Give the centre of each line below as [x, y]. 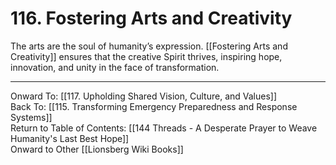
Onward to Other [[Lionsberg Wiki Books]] [97, 149]
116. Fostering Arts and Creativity [151, 18]
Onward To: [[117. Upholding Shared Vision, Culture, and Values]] [144, 96]
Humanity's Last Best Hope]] [70, 138]
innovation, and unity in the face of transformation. [115, 67]
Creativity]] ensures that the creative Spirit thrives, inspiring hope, [146, 56]
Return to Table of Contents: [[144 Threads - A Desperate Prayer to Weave [164, 128]
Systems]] [31, 117]
